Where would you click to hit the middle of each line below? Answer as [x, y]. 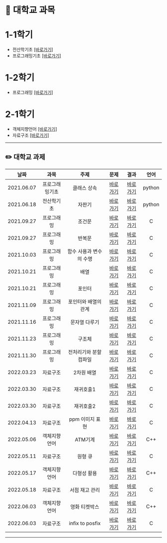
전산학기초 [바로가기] [33, 50]
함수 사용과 [80, 251]
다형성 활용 [85, 473]
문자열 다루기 [85, 322]
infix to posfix [85, 523]
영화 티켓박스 [85, 507]
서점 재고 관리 [85, 490]
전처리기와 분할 [85, 352]
